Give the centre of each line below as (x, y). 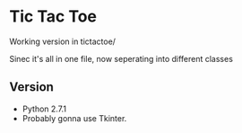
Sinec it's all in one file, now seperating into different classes (121, 58)
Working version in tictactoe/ (63, 41)
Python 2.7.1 (44, 109)
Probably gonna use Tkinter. (74, 118)
